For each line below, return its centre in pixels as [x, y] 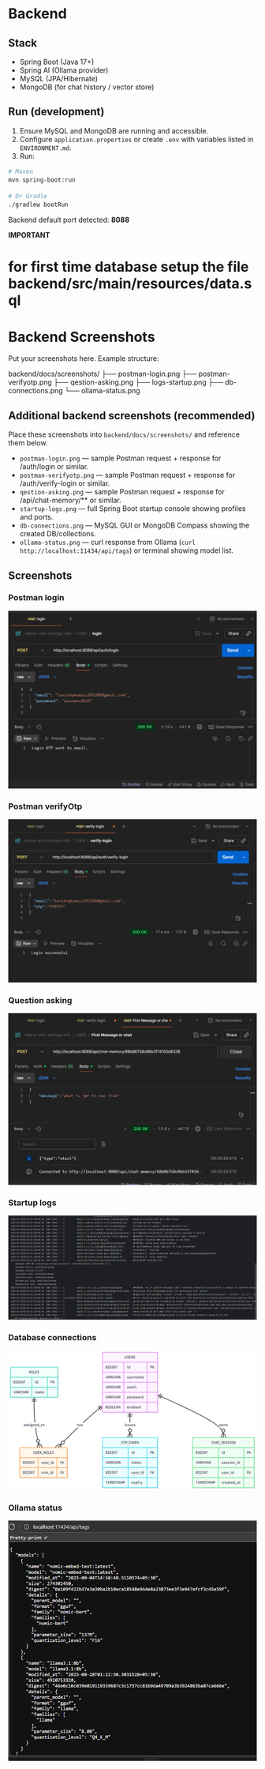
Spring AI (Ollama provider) [64, 70]
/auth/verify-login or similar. [65, 483]
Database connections [52, 1337]
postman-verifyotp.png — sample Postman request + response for [127, 475]
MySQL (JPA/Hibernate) [59, 79]
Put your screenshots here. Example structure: [84, 359]
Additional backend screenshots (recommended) [132, 415]
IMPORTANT [29, 235]
